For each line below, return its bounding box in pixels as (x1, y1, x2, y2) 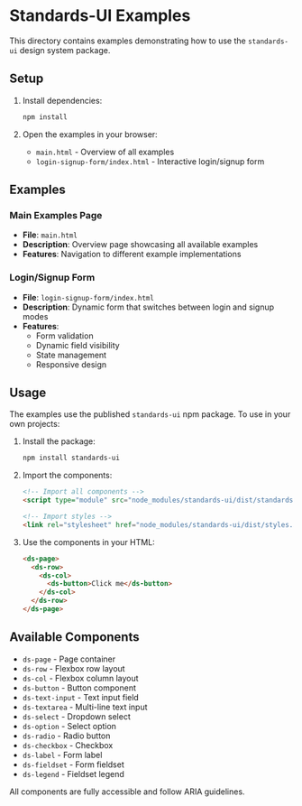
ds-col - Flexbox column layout (22, 672, 139, 683)
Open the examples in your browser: (22, 128, 158, 140)
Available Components (9, 629, 140, 645)
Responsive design (35, 358, 107, 370)
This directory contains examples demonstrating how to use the (9, 35, 246, 46)
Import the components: (22, 470, 113, 481)
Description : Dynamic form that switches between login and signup (22, 301, 275, 312)
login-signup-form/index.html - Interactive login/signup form (35, 155, 265, 167)
